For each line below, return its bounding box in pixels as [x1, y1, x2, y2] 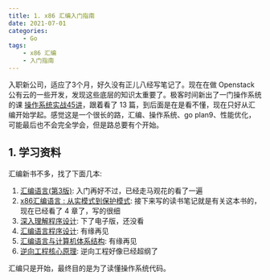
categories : [8, 27, 48, 35]
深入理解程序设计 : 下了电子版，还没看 [19, 216, 145, 225]
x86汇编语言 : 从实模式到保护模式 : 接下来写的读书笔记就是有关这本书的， [19, 196, 261, 205]
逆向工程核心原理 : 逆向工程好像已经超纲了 [19, 246, 158, 256]
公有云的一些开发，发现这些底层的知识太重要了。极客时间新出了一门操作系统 [8, 89, 262, 99]
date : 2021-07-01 [8, 19, 67, 27]
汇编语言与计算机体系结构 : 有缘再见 [19, 236, 137, 245]
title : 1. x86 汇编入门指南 [8, 11, 95, 20]
